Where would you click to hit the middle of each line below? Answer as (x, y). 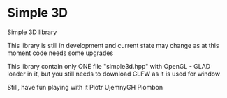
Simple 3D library (32, 32)
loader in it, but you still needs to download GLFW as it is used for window (114, 74)
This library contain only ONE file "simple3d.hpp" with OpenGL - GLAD (109, 66)
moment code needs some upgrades (60, 53)
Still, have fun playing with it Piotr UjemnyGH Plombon (85, 87)
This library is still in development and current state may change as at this (113, 45)
